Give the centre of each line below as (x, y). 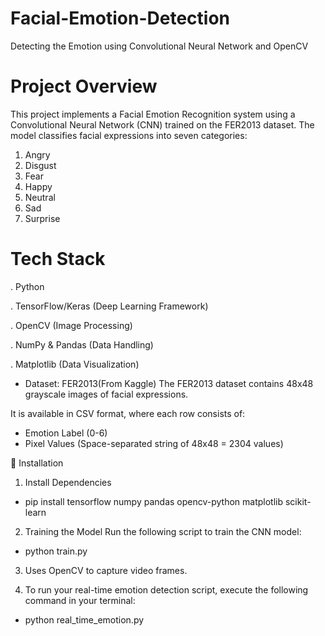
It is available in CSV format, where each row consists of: (128, 413)
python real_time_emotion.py (84, 619)
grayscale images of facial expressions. (106, 394)
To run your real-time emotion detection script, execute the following (166, 589)
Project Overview (84, 86)
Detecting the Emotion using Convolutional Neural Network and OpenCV (159, 46)
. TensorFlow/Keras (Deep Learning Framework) (109, 306)
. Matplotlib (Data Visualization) (75, 364)
